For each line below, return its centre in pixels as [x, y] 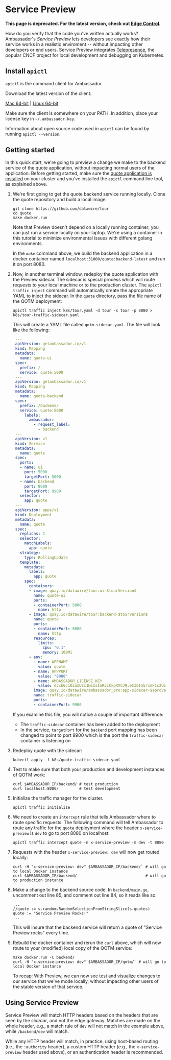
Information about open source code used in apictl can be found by [77, 128]
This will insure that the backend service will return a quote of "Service [87, 927]
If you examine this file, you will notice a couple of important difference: [88, 714]
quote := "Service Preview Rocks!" [51, 913]
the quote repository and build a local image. [60, 199]
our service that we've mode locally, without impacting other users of [86, 981]
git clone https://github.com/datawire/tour [61, 209]
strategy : [30, 552]
